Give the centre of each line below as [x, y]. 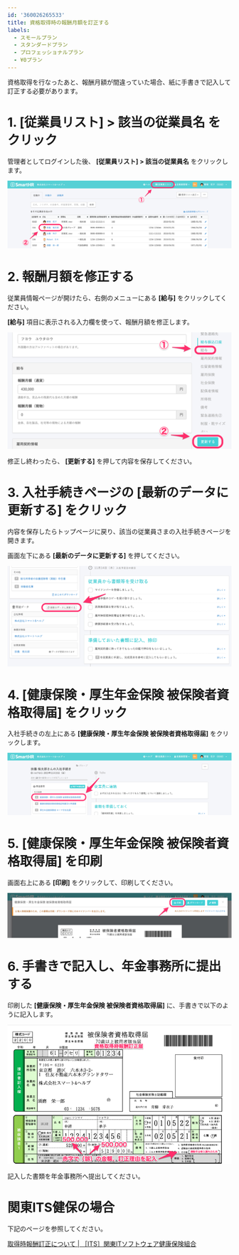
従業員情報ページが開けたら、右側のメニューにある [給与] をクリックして [114, 298]
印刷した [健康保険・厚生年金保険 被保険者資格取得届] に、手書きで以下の [115, 1005]
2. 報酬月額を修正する [71, 277]
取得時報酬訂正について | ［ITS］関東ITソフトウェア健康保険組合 [102, 1244]
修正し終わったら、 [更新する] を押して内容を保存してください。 [102, 461]
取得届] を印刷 [62, 861]
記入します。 [38, 1014]
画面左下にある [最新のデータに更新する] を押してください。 [95, 555]
